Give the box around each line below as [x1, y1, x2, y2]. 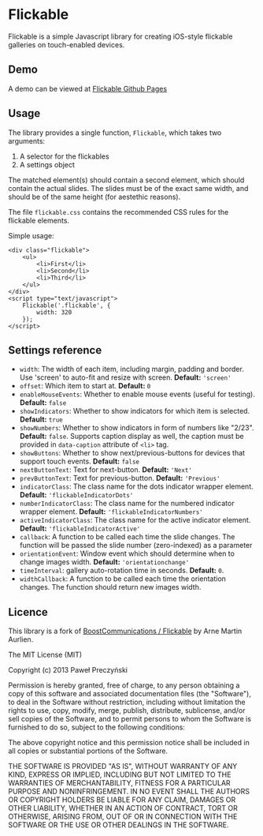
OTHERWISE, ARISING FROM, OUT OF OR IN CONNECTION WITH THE [8, 812, 238, 822]
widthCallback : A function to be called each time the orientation [19, 574, 227, 583]
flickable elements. [8, 216, 69, 225]
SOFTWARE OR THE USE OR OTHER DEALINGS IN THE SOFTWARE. [8, 820, 229, 830]
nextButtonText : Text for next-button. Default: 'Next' [19, 465, 193, 474]
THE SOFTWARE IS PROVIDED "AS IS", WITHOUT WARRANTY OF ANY [8, 762, 238, 771]
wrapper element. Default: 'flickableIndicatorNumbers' [19, 507, 203, 516]
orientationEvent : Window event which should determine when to [19, 549, 235, 558]
